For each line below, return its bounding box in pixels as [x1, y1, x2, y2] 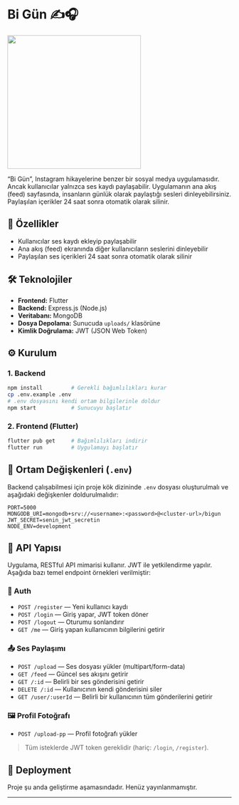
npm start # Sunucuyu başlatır [7, 404, 132, 411]
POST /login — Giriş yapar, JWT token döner [17, 610, 149, 618]
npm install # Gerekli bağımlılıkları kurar [7, 385, 167, 392]
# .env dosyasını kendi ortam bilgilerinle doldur [7, 398, 161, 405]
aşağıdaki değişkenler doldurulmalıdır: [7, 490, 119, 499]
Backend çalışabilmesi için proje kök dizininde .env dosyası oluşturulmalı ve [7, 482, 229, 491]
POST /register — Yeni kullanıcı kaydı [17, 602, 128, 611]
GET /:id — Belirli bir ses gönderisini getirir [17, 677, 144, 686]
